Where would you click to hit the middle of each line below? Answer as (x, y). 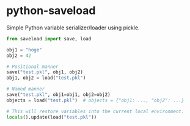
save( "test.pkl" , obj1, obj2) (45, 72)
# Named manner (26, 89)
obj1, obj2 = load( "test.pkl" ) (46, 78)
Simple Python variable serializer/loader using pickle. (73, 28)
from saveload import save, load (49, 39)
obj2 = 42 (19, 56)
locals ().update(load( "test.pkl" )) (52, 117)
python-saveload (51, 11)
